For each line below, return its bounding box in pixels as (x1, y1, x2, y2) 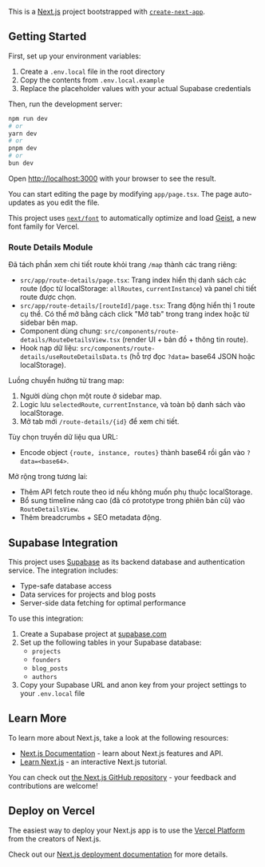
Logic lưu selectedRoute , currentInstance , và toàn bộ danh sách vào (19, 400, 246, 410)
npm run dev (8, 114, 48, 122)
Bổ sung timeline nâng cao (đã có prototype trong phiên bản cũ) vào (19, 496, 246, 505)
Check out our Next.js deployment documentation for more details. (8, 849, 228, 859)
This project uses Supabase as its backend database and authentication (8, 557, 246, 567)
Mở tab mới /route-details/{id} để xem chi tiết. (19, 417, 180, 426)
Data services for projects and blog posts (19, 589, 156, 599)
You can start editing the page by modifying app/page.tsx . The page (8, 189, 233, 198)
